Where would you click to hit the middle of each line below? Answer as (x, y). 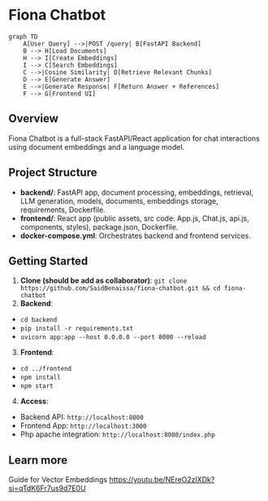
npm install (40, 378)
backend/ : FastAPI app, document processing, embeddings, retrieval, (137, 192)
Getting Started (48, 261)
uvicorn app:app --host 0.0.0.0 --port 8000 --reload (113, 337)
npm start (37, 386)
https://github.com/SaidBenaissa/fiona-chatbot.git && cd (120, 288)
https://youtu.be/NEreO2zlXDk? (162, 480)
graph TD (23, 37)
